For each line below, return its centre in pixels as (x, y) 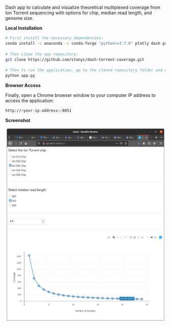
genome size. (20, 18)
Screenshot (18, 120)
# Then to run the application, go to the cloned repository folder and (84, 70)
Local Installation (24, 28)
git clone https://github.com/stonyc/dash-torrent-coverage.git (75, 60)
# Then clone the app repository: (42, 54)
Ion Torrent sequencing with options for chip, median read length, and (79, 13)
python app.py (20, 76)
